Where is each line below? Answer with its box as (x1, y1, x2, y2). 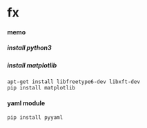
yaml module (7, 98, 46, 107)
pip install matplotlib (7, 85, 76, 92)
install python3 (7, 43, 52, 52)
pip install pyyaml (7, 114, 63, 121)
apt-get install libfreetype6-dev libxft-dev (7, 78, 140, 85)
